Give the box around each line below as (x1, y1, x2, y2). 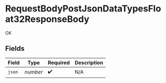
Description (74, 59, 104, 66)
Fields (5, 44, 25, 53)
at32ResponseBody (5, 13, 89, 25)
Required (47, 59, 70, 66)
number (24, 69, 43, 76)
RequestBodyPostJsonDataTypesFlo (5, 3, 161, 14)
